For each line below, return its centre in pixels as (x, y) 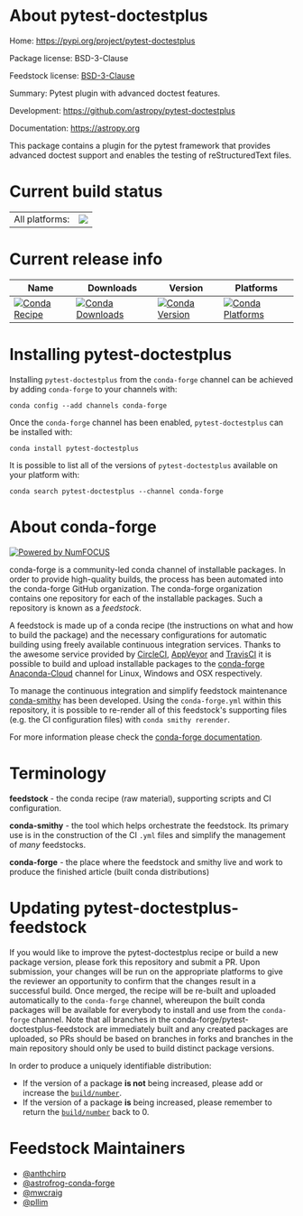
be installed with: (41, 432)
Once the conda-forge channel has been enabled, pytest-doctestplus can (147, 422)
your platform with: (45, 474)
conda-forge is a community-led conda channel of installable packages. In (147, 569)
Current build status (86, 192)
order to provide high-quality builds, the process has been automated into (147, 579)
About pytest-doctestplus (109, 16)
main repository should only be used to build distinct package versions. (142, 1048)
